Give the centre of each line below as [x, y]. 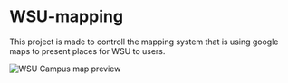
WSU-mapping [67, 17]
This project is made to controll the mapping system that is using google [144, 41]
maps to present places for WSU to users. [87, 51]
